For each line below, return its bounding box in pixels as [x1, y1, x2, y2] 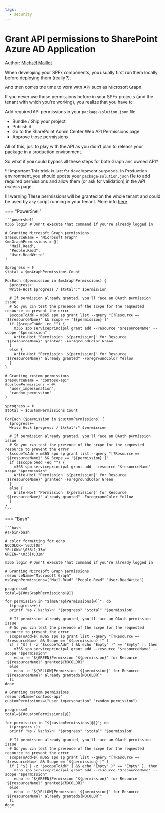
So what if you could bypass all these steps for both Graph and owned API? [5, 159, 159, 165]
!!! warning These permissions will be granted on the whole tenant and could [5, 193, 161, 199]
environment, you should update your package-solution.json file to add [5, 173, 150, 179]
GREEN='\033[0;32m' [5, 552, 45, 556]
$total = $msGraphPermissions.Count [5, 270, 80, 275]
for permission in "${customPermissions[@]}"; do [5, 720, 109, 726]
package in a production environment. [5, 149, 83, 155]
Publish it [12, 124, 31, 129]
